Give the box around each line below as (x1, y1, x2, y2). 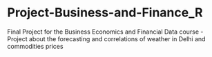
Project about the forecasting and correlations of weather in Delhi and (7, 34, 206, 43)
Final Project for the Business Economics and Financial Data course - (7, 27, 204, 36)
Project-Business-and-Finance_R (7, 5, 203, 21)
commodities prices (7, 42, 64, 50)
